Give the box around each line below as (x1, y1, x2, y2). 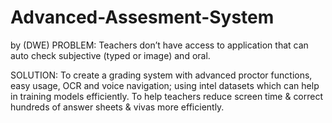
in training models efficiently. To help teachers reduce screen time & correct (10, 90, 324, 102)
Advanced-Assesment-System (10, 6, 275, 29)
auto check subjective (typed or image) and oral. (10, 49, 211, 61)
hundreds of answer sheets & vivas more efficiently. (10, 101, 225, 113)
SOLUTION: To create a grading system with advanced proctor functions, (10, 69, 313, 81)
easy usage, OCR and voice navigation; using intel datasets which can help (10, 79, 320, 91)
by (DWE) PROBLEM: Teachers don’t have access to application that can (10, 39, 309, 51)
